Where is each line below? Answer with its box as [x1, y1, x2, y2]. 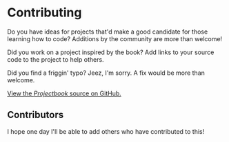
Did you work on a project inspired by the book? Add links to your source [7, 48, 215, 56]
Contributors [7, 109, 64, 121]
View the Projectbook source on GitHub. [7, 89, 122, 97]
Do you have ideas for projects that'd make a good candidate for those [7, 27, 208, 36]
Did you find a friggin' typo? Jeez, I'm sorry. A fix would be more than [7, 69, 206, 77]
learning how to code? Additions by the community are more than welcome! [7, 34, 223, 43]
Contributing [7, 5, 82, 21]
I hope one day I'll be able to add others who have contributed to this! [7, 127, 205, 135]
